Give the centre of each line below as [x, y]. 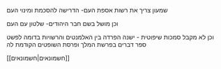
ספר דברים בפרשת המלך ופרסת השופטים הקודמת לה [77, 44]
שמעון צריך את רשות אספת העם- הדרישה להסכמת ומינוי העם [87, 10]
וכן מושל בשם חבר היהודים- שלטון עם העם [62, 23]
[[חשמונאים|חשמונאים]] [38, 58]
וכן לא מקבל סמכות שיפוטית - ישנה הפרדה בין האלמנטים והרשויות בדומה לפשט [110, 37]
